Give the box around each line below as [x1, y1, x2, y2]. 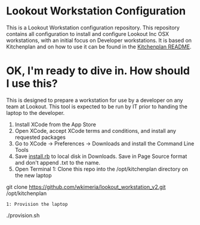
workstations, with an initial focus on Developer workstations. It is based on [6, 37, 192, 44]
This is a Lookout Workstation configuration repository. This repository [6, 24, 180, 31]
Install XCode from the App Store [14, 121, 97, 128]
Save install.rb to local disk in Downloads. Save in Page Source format [14, 153, 187, 160]
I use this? [6, 77, 58, 90]
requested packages [14, 133, 66, 141]
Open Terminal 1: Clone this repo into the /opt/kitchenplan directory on [14, 165, 189, 172]
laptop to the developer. [6, 109, 65, 116]
